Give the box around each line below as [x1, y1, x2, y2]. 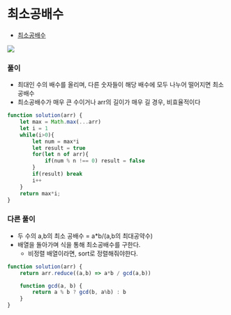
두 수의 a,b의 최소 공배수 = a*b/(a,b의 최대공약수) [17, 232, 154, 240]
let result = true [32, 144, 86, 151]
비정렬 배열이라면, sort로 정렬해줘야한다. [27, 249, 138, 258]
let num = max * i [32, 138, 80, 145]
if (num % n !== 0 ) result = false [44, 157, 145, 164]
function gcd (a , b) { [20, 282, 82, 289]
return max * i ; [20, 190, 61, 197]
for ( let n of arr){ [32, 151, 89, 158]
